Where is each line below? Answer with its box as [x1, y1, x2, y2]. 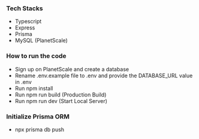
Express [14, 24, 35, 31]
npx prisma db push [14, 126, 65, 133]
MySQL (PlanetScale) [14, 37, 68, 44]
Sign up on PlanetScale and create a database [14, 65, 129, 72]
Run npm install [14, 84, 53, 92]
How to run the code [6, 52, 67, 61]
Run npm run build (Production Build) [14, 91, 107, 98]
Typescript [14, 18, 42, 25]
